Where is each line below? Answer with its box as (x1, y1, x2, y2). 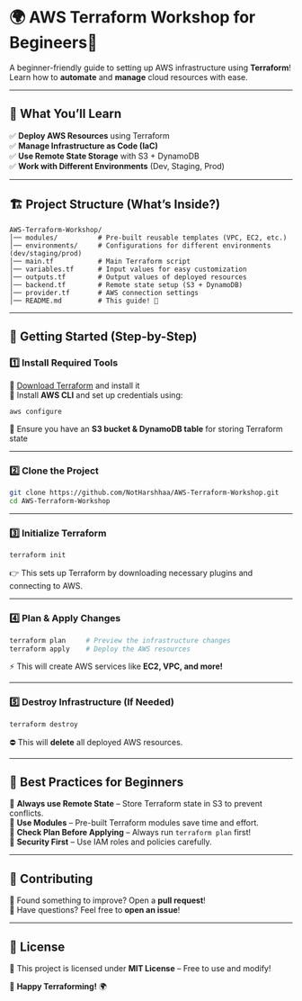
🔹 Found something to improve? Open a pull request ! (9, 895, 207, 906)
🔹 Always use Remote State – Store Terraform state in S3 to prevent (9, 798, 263, 809)
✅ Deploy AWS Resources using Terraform (9, 130, 171, 140)
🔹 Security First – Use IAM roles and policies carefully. (9, 836, 213, 847)
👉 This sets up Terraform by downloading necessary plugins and (9, 568, 253, 579)
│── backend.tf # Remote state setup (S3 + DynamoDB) (9, 280, 244, 289)
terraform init (9, 551, 67, 560)
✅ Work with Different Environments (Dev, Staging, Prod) (9, 160, 225, 171)
